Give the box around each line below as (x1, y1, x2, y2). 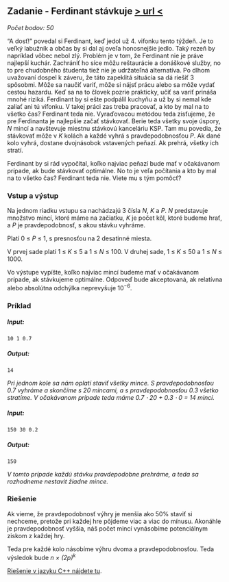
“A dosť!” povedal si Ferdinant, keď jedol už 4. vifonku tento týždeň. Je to (7, 37, 214, 45)
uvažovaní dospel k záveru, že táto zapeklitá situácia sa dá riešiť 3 (7, 73, 194, 81)
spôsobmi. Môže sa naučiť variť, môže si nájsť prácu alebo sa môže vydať (7, 80, 215, 88)
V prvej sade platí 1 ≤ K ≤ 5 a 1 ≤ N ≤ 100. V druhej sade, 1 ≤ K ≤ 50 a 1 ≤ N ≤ (7, 248, 223, 256)
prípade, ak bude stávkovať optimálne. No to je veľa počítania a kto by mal (7, 166, 217, 175)
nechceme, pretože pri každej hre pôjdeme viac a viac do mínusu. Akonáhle (7, 517, 221, 525)
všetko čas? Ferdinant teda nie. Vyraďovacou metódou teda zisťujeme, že (7, 110, 215, 118)
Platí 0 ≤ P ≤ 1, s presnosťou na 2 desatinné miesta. (7, 234, 152, 242)
